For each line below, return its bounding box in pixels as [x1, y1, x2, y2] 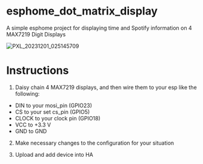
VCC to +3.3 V [15, 121, 52, 128]
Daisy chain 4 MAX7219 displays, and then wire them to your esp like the [15, 84, 197, 91]
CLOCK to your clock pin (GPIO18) [15, 114, 101, 122]
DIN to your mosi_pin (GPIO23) [15, 102, 93, 109]
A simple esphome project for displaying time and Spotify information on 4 [6, 24, 192, 31]
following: [15, 90, 40, 97]
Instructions [6, 64, 69, 77]
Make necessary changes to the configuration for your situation [15, 139, 175, 146]
